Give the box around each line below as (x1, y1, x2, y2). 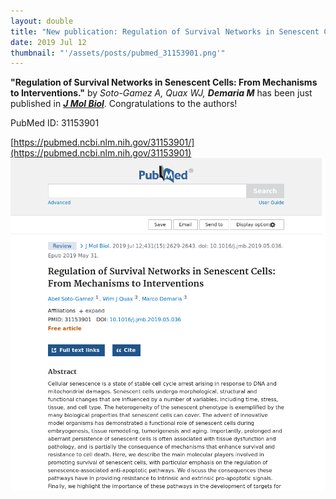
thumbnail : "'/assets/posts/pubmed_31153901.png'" (10, 48, 226, 58)
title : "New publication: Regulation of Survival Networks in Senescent (10, 26, 320, 37)
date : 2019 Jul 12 (10, 37, 87, 47)
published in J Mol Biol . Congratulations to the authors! (10, 98, 238, 110)
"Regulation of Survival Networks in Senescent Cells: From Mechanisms (10, 76, 318, 89)
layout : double (10, 16, 74, 26)
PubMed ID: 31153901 (10, 117, 100, 129)
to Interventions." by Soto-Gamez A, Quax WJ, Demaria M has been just (10, 87, 313, 99)
